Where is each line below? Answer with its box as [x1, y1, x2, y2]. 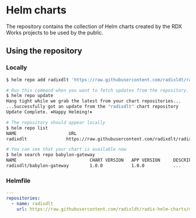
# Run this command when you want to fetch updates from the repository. [6, 87, 190, 94]
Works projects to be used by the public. [6, 29, 104, 36]
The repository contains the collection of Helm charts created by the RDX [6, 23, 183, 30]
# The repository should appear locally [6, 119, 106, 126]
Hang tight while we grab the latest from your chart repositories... [6, 98, 181, 104]
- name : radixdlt [11, 200, 54, 206]
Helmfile [6, 177, 31, 185]
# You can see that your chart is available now [6, 147, 127, 153]
